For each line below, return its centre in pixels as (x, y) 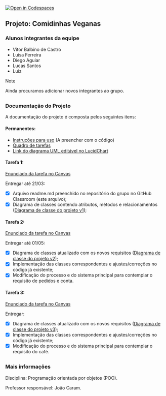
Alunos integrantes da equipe (42, 38)
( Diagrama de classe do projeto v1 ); (50, 210)
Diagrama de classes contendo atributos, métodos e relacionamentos (85, 204)
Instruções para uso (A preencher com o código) (64, 140)
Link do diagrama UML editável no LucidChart (60, 150)
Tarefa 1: (14, 162)
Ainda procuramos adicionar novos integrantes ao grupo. (65, 90)
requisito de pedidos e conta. (43, 281)
